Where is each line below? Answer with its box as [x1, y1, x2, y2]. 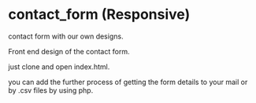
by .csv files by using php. [8, 85, 94, 95]
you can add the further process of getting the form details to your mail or [8, 77, 248, 86]
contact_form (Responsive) [8, 6, 191, 24]
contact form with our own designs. [8, 31, 124, 41]
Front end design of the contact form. [8, 46, 130, 56]
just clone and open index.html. [8, 61, 110, 72]
